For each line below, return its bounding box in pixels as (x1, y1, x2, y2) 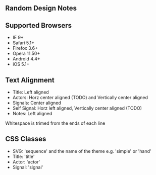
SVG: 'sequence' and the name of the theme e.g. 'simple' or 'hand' (12, 148, 151, 154)
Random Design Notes (5, 4, 77, 13)
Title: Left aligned (12, 89, 49, 95)
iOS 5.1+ (12, 61, 30, 67)
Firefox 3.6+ (12, 45, 38, 51)
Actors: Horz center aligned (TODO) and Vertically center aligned (12, 95, 148, 101)
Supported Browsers (5, 21, 72, 30)
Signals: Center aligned (12, 100, 62, 106)
